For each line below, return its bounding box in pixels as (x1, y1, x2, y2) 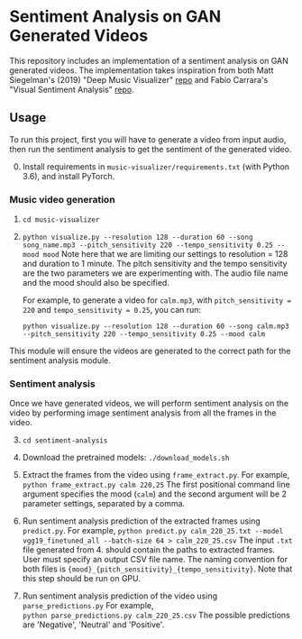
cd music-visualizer (22, 215, 100, 224)
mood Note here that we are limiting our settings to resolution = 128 (42, 249, 288, 260)
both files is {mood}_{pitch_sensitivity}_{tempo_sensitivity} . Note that (22, 563, 293, 574)
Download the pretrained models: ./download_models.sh (22, 452, 230, 463)
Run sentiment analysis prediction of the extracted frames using (22, 516, 261, 526)
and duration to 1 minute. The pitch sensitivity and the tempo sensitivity (22, 259, 288, 269)
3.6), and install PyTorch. (22, 170, 115, 181)
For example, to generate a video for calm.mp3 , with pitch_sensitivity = (22, 295, 291, 306)
